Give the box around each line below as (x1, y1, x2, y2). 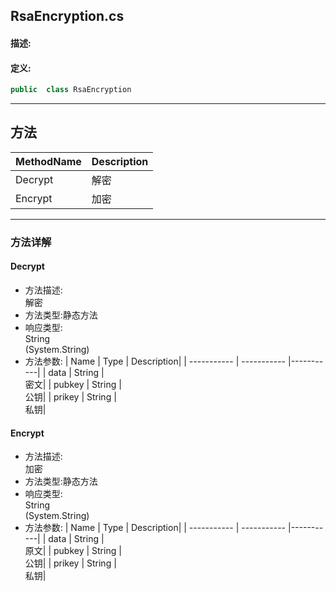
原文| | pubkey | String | (24, 545, 122, 557)
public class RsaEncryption (10, 85, 132, 95)
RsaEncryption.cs (10, 8, 125, 25)
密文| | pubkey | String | (24, 379, 122, 390)
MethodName (15, 154, 82, 168)
